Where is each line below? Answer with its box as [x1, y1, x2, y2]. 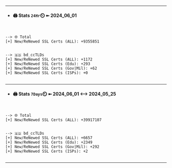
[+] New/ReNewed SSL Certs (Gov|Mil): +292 [5, 144, 100, 150]
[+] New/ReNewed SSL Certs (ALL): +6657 [5, 135, 93, 141]
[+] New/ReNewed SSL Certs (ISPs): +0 [5, 70, 88, 76]
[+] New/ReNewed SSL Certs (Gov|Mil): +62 [5, 66, 97, 71]
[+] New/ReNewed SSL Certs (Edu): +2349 [5, 140, 93, 145]
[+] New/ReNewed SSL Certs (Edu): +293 [5, 61, 91, 67]
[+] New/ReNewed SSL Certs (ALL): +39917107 [5, 117, 102, 123]
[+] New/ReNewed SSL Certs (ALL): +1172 [5, 57, 93, 62]
